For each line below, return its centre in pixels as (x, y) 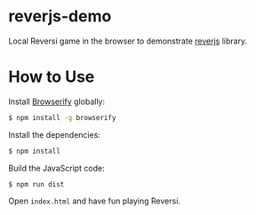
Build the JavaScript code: (57, 168)
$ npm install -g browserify (62, 117)
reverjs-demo (60, 16)
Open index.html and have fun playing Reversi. (95, 201)
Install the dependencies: (55, 134)
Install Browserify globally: (57, 101)
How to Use (52, 77)
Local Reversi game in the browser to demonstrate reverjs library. (128, 41)
